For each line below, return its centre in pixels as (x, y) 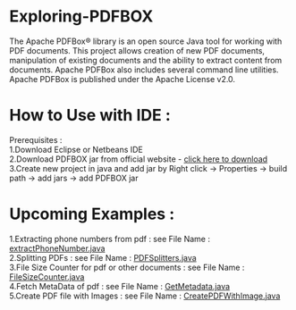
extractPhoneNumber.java (57, 248)
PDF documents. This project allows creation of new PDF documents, (137, 50)
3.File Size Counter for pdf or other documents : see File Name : (127, 267)
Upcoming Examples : (92, 214)
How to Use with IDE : (90, 116)
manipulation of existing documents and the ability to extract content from (146, 60)
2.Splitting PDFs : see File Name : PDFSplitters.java (103, 257)
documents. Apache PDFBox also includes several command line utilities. (144, 70)
